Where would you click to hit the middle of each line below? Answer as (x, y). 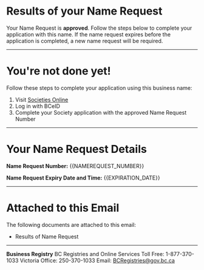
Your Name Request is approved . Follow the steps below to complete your (99, 28)
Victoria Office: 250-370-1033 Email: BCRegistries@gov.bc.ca (97, 260)
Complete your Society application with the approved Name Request (101, 112)
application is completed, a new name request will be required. (85, 41)
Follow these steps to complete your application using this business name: (99, 88)
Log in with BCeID (38, 106)
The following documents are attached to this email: (71, 224)
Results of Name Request (47, 236)
